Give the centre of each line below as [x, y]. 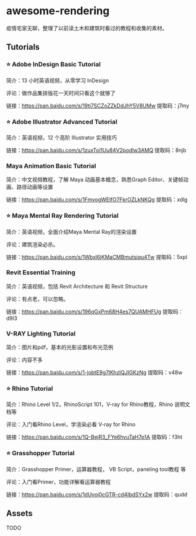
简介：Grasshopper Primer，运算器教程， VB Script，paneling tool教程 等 [96, 469]
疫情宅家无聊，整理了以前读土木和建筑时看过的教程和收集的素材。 [87, 28]
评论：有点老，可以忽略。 [37, 299]
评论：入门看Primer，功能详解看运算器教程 [59, 481]
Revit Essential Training [41, 272]
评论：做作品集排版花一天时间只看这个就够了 [61, 93]
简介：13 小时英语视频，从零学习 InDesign [58, 80]
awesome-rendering [58, 11]
